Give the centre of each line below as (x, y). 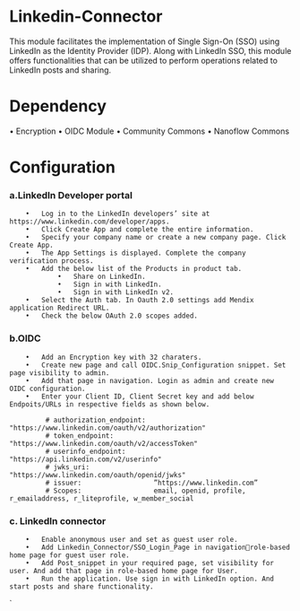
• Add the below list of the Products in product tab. (134, 269)
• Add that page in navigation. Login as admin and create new (150, 380)
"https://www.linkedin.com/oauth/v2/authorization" (107, 428)
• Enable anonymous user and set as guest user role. (132, 539)
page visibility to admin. (60, 373)
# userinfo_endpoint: (86, 451)
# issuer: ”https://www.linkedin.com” (151, 483)
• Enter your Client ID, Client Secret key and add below (140, 397)
